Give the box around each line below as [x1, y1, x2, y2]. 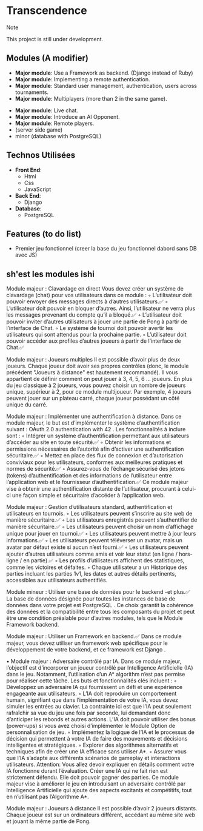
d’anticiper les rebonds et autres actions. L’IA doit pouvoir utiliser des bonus [6, 716, 196, 723]
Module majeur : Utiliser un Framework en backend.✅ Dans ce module [6, 633, 182, 640]
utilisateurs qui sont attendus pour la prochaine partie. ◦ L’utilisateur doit [6, 331, 187, 338]
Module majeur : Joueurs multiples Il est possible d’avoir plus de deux [6, 356, 181, 363]
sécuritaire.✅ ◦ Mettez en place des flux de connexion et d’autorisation [6, 452, 184, 459]
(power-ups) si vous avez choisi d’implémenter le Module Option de [6, 722, 176, 730]
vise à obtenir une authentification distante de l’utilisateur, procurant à [6, 485, 181, 493]
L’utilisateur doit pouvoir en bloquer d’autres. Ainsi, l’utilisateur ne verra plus [6, 304, 196, 312]
